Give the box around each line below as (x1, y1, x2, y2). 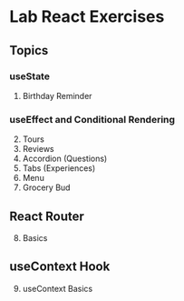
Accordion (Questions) (22, 153, 108, 165)
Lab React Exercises (9, 6, 165, 27)
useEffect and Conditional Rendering (9, 113, 175, 125)
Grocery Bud (22, 182, 71, 193)
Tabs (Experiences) (22, 163, 96, 174)
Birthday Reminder (22, 90, 92, 101)
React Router (9, 208, 84, 224)
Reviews (22, 144, 54, 155)
